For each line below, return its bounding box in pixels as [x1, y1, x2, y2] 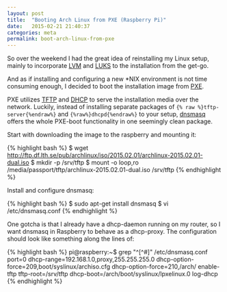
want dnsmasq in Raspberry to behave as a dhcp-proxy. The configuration [7, 228, 217, 236]
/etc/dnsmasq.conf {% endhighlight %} [7, 207, 118, 215]
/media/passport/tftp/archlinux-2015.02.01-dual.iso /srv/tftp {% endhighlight [7, 166, 222, 174]
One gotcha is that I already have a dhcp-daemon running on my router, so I [7, 220, 221, 228]
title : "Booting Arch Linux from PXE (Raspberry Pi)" [7, 16, 167, 23]
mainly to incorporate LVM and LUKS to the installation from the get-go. [7, 62, 209, 70]
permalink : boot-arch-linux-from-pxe [7, 36, 115, 42]
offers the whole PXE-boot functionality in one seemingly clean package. [7, 117, 213, 125]
